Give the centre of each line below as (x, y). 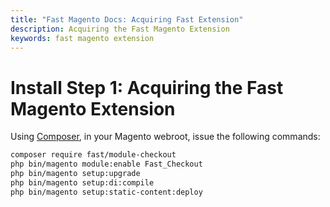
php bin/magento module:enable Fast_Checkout (106, 164)
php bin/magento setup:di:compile (82, 182)
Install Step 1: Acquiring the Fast (147, 87)
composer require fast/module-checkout (93, 155)
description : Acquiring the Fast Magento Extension (120, 29)
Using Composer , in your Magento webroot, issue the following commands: (165, 137)
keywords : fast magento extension (82, 38)
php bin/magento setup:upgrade (75, 174)
